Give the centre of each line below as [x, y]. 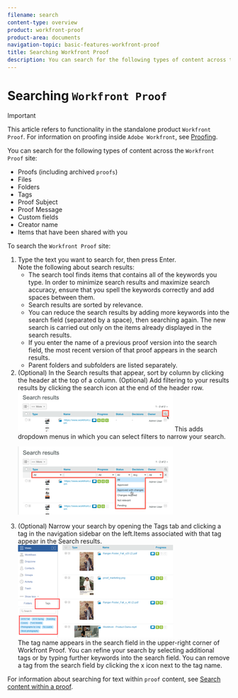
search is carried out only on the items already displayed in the [120, 327]
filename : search [33, 15]
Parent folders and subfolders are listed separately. [103, 365]
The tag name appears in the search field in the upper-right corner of [119, 643]
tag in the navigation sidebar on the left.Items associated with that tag [119, 533]
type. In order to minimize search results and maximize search [119, 282]
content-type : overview [42, 22]
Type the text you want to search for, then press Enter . [97, 260]
